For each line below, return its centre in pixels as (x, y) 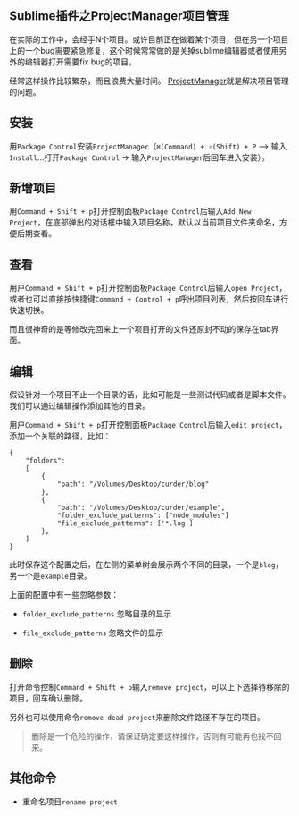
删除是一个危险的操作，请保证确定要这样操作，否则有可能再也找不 (152, 735)
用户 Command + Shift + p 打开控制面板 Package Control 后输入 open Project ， (148, 288)
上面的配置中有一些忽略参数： (64, 595)
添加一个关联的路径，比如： (60, 436)
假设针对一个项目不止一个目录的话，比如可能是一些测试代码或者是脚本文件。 (150, 395)
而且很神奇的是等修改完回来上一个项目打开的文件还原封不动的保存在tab (141, 329)
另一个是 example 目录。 (51, 576)
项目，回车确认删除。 (48, 698)
